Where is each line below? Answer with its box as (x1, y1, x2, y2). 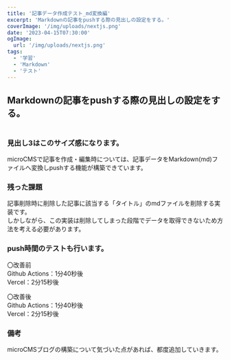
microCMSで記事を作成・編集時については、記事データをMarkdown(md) (7, 155, 213, 163)
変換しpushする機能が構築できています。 (30, 164, 148, 172)
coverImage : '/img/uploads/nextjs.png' (7, 23, 122, 29)
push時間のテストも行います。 (7, 244, 108, 254)
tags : (7, 49, 23, 56)
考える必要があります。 (19, 225, 85, 233)
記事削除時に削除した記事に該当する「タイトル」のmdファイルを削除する (7, 200, 215, 208)
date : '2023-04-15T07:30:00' (7, 29, 91, 36)
